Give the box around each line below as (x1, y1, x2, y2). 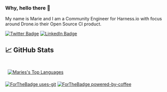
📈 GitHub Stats (5, 46, 54, 54)
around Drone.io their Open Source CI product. (5, 21, 101, 27)
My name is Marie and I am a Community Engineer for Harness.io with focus (5, 16, 162, 22)
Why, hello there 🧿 (5, 4, 51, 11)
